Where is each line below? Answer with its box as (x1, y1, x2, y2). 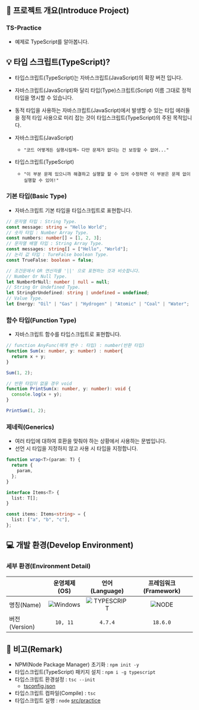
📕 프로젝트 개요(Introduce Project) (6, 5, 129, 16)
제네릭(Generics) (6, 423, 54, 431)
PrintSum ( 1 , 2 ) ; (6, 408, 46, 414)
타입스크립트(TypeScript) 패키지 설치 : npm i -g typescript (14, 668, 156, 676)
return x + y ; (11, 354, 46, 359)
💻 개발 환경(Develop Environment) (6, 540, 134, 550)
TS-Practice (6, 24, 42, 32)
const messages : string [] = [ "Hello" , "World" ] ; (6, 246, 129, 252)
